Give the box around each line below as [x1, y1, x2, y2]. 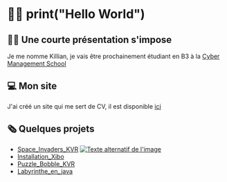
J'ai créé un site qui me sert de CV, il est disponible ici [7, 102, 161, 110]
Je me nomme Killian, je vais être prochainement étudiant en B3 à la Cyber [7, 52, 220, 60]
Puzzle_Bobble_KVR [17, 159, 75, 168]
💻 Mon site [7, 80, 57, 92]
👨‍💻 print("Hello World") [7, 6, 145, 22]
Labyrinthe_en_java [17, 167, 73, 175]
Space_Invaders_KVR [17, 145, 79, 153]
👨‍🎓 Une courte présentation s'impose [7, 34, 172, 46]
